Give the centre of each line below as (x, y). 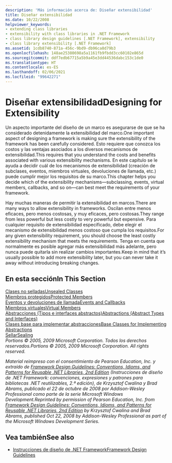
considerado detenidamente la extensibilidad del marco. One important (80, 133)
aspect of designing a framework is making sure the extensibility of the (80, 138)
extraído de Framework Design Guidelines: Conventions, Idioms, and (78, 366)
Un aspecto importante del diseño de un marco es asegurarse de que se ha (85, 127)
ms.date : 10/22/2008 (27, 20)
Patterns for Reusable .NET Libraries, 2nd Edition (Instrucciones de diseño (84, 372)
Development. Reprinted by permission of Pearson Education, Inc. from (80, 399)
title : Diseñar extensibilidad (39, 15)
